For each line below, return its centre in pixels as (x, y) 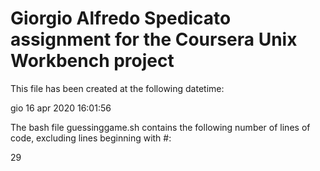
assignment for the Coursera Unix (154, 39)
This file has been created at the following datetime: (117, 88)
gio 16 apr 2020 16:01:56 (61, 108)
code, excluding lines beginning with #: (91, 138)
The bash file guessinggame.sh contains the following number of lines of (160, 127)
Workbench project (92, 61)
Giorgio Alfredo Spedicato (121, 18)
